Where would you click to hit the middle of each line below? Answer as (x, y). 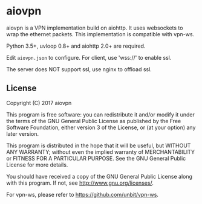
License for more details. (37, 165)
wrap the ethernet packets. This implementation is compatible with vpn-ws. (100, 34)
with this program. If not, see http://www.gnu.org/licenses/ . (80, 183)
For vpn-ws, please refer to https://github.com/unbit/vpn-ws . (83, 194)
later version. (23, 133)
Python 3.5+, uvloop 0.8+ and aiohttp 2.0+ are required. (76, 46)
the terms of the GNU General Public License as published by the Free (94, 121)
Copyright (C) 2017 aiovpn (39, 103)
